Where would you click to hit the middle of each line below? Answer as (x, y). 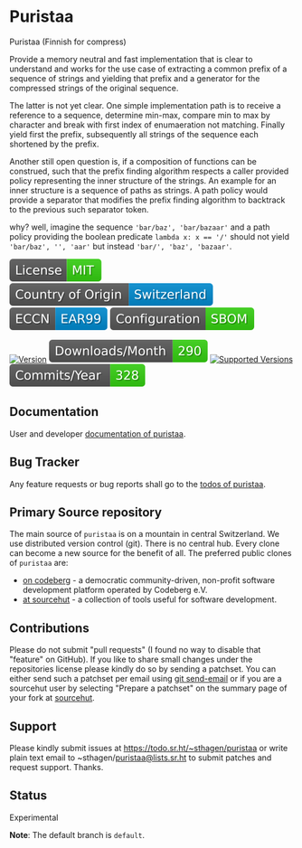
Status (28, 796)
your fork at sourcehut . (52, 698)
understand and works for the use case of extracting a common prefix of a (148, 69)
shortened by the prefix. (54, 144)
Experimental (34, 817)
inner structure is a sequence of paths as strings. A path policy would (139, 190)
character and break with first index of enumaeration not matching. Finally (147, 125)
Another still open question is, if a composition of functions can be (133, 161)
